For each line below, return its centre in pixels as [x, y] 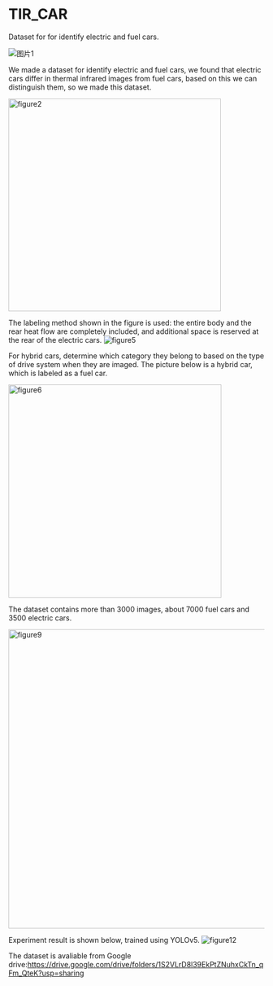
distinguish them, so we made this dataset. [80, 87]
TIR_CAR [38, 14]
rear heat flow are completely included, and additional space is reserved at [134, 331]
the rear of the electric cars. [55, 340]
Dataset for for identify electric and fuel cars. [84, 37]
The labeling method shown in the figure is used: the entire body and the [130, 322]
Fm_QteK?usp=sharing [46, 973]
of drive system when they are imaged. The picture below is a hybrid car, [131, 364]
